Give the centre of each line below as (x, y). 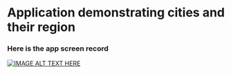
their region (41, 27)
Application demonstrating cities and (116, 13)
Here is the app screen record (58, 49)
